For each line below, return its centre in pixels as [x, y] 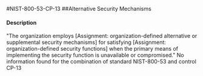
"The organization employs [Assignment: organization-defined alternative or [102, 36]
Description [22, 22]
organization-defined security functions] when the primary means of [92, 49]
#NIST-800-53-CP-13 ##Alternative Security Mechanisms [79, 9]
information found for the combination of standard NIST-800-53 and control [101, 62]
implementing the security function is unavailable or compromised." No [95, 55]
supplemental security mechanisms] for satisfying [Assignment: [86, 42]
